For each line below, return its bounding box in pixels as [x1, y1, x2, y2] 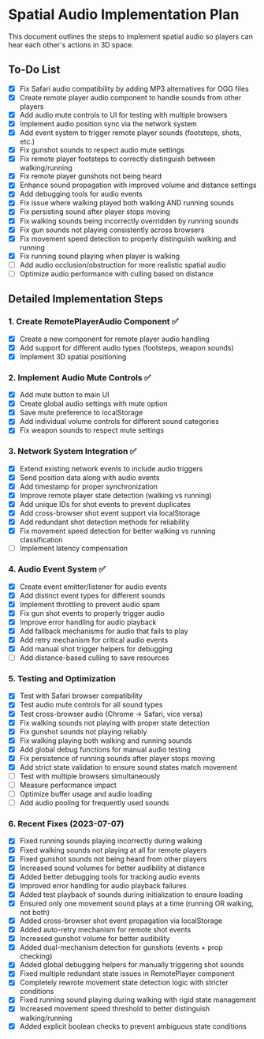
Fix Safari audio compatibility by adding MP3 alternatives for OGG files [19, 84, 250, 93]
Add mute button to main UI [19, 390, 110, 399]
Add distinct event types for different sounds [19, 591, 165, 600]
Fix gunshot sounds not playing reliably [19, 726, 147, 736]
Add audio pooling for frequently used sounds [19, 798, 169, 808]
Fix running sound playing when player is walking [19, 251, 180, 261]
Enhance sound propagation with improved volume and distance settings [19, 180, 257, 190]
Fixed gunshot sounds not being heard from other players [19, 854, 207, 864]
